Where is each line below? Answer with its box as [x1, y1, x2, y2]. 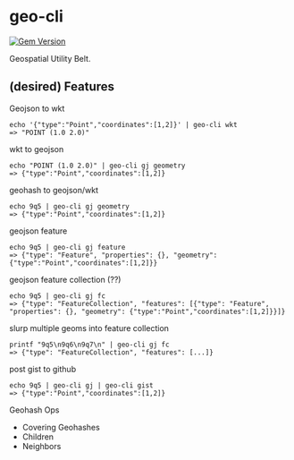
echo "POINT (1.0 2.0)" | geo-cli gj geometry [9, 161, 186, 170]
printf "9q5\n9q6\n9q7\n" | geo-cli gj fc [9, 340, 170, 349]
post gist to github [9, 363, 77, 374]
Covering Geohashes [21, 422, 100, 432]
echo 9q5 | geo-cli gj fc [9, 291, 105, 301]
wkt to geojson [9, 143, 64, 154]
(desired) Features [9, 79, 114, 95]
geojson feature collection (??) [9, 274, 122, 285]
